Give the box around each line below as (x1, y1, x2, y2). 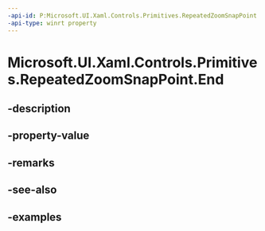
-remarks (7, 156, 55, 170)
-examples (7, 210, 62, 224)
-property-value (7, 129, 90, 143)
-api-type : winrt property (7, 19, 97, 27)
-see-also (7, 183, 57, 197)
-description (7, 102, 71, 115)
